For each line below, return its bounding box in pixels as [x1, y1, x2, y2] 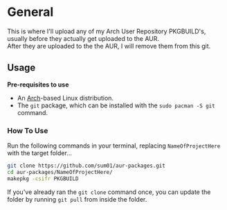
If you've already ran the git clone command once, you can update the [7, 188, 211, 196]
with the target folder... [7, 149, 73, 157]
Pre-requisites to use [7, 80, 69, 89]
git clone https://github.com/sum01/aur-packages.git [7, 162, 166, 170]
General [7, 4, 54, 20]
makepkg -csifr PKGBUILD [7, 175, 79, 182]
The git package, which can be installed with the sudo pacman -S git [17, 101, 216, 110]
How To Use [7, 125, 48, 135]
